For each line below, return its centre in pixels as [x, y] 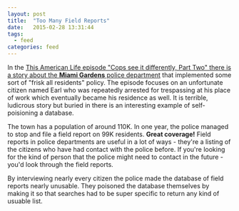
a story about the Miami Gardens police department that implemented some [119, 75]
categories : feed [33, 47]
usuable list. [25, 201]
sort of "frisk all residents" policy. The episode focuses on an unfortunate [115, 82]
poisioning [23, 113]
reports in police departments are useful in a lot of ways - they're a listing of [119, 142]
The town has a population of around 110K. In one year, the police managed [118, 127]
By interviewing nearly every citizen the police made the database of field [116, 178]
